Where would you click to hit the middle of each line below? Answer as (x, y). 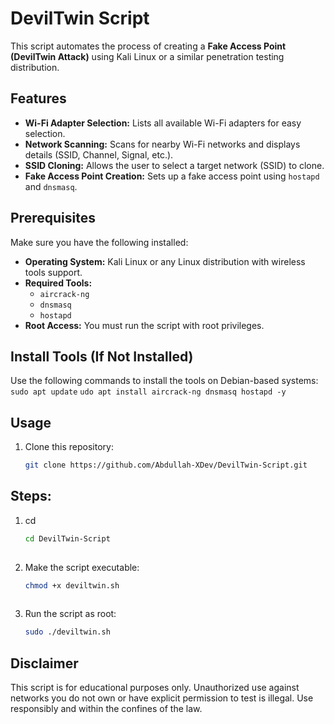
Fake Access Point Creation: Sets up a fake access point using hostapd (172, 176)
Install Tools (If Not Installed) (102, 356)
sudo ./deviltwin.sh (67, 632)
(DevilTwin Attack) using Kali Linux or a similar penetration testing (147, 56)
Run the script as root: (70, 614)
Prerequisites (53, 218)
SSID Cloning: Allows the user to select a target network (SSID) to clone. (174, 165)
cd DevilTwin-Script (67, 538)
